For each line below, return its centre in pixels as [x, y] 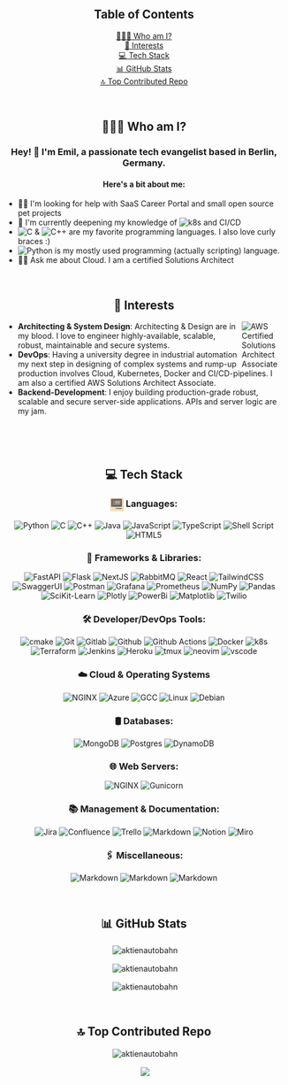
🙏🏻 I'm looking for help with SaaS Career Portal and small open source [146, 204]
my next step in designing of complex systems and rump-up [127, 364]
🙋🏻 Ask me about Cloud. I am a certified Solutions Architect [125, 260]
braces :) [34, 242]
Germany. [144, 163]
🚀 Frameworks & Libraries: [144, 558]
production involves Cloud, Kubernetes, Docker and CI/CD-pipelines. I [145, 373]
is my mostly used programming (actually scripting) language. [167, 250]
